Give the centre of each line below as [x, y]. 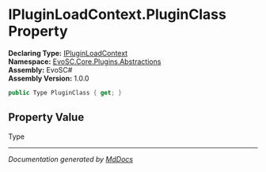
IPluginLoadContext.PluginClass [118, 15]
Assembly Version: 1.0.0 [49, 78]
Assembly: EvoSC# [40, 69]
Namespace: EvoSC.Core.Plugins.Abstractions [85, 62]
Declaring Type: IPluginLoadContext [68, 53]
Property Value [46, 117]
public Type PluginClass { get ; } [65, 92]
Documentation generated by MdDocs [70, 159]
